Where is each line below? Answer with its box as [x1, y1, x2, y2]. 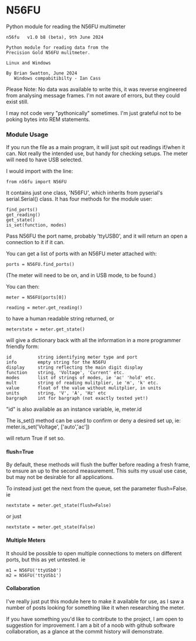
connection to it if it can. [6, 239, 65, 246]
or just [6, 513, 22, 520]
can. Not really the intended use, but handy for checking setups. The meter [6, 150, 188, 157]
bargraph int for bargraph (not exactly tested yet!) [6, 396, 148, 402]
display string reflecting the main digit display [6, 365, 143, 370]
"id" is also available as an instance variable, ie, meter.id [6, 406, 142, 413]
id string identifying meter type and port [6, 355, 138, 360]
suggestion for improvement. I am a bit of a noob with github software [6, 622, 175, 629]
